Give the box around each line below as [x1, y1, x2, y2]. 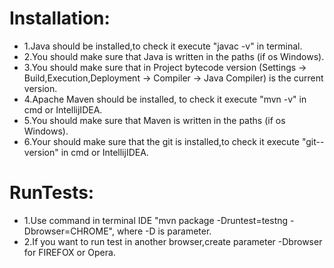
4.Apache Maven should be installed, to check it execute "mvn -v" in [23, 93, 307, 105]
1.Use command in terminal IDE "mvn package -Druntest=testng [23, 214, 289, 226]
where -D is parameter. [116, 225, 212, 237]
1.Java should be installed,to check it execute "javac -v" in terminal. [23, 40, 303, 52]
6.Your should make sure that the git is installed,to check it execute [23, 135, 300, 147]
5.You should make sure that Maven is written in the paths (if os [23, 114, 286, 126]
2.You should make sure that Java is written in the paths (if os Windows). [23, 50, 325, 62]
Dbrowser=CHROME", [23, 225, 116, 237]
